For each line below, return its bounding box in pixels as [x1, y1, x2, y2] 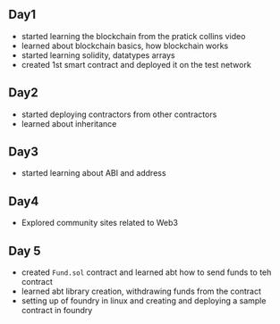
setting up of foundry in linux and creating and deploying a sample [21, 295, 267, 306]
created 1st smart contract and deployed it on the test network [21, 59, 251, 70]
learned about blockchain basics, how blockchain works [21, 40, 229, 51]
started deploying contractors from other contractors [21, 109, 217, 120]
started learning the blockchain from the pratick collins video [21, 30, 246, 41]
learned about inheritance [21, 118, 117, 129]
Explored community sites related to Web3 [21, 218, 178, 228]
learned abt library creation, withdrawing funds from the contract [21, 286, 261, 297]
